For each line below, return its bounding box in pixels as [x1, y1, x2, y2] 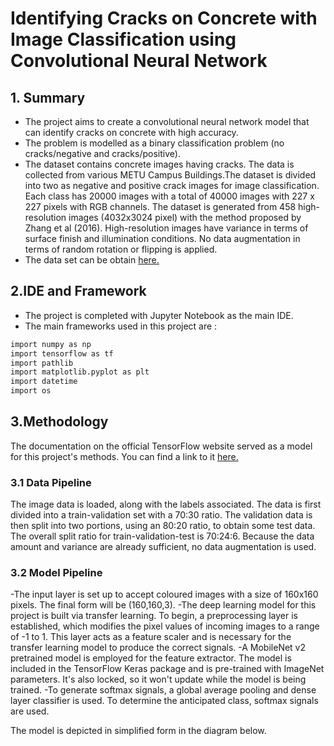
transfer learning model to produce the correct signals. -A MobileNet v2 [10, 642, 307, 654]
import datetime [10, 377, 78, 387]
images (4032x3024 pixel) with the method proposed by [68, 212, 302, 223]
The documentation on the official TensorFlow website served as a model [10, 440, 313, 452]
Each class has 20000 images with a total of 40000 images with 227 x [24, 190, 315, 202]
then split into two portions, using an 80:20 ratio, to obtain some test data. [10, 520, 316, 532]
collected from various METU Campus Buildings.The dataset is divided [24, 169, 317, 181]
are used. [10, 705, 50, 717]
